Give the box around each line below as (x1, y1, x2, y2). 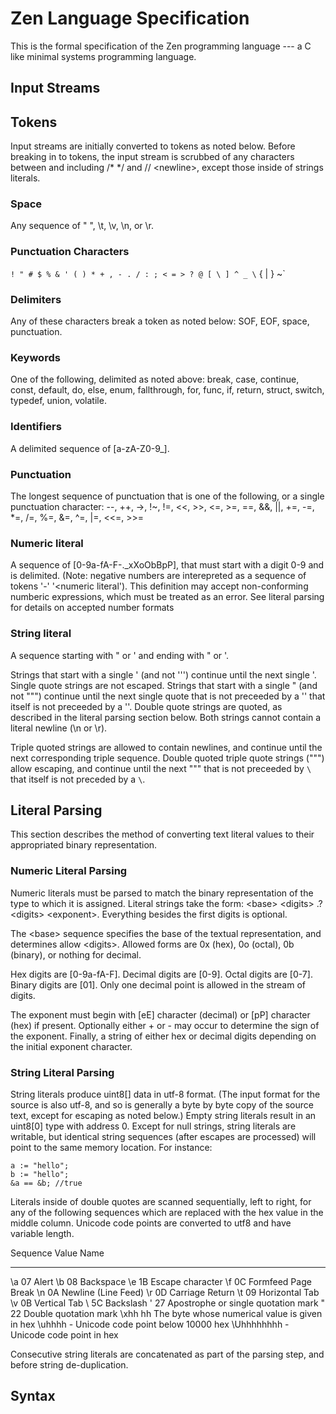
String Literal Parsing (10, 1065, 115, 1079)
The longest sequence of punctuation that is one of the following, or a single (10, 490, 325, 502)
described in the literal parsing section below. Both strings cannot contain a (10, 711, 322, 723)
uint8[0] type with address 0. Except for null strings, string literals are (10, 1120, 297, 1132)
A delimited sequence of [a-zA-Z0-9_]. (10, 442, 170, 454)
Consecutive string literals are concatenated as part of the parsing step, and (10, 1348, 325, 1360)
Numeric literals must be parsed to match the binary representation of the (10, 887, 314, 899)
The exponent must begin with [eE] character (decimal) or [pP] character (10, 1008, 311, 1021)
